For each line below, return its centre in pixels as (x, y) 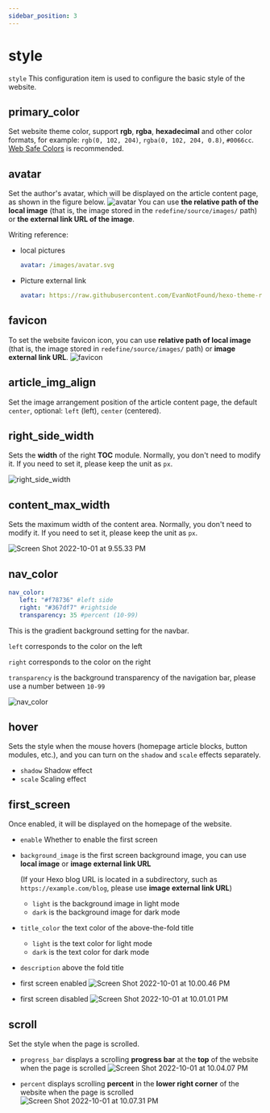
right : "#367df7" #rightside (68, 607)
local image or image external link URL (85, 864)
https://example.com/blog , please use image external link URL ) (126, 888)
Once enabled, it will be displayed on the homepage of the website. (120, 824)
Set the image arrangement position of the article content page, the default (133, 402)
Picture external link (53, 281)
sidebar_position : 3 (43, 16)
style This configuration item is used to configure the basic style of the (127, 78)
